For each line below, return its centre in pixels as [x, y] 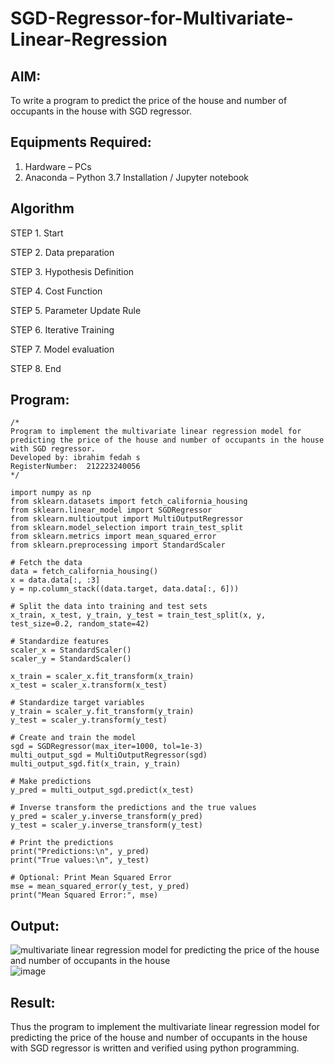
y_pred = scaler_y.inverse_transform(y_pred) [106, 817]
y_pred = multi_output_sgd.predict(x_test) [102, 790]
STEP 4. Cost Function [56, 291]
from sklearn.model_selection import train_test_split [127, 528]
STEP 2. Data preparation [62, 252]
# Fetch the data [46, 563]
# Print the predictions [62, 843]
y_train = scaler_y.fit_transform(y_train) [102, 712]
